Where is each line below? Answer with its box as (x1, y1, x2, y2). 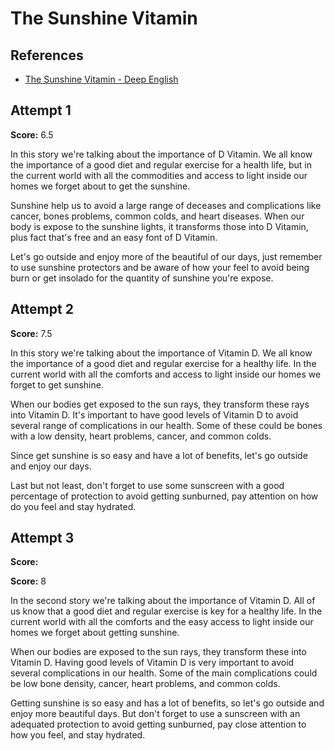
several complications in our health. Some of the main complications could (10, 667, 318, 679)
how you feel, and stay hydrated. (10, 729, 146, 741)
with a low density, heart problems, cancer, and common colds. (10, 430, 272, 442)
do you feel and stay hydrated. (10, 500, 137, 512)
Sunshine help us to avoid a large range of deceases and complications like (10, 199, 322, 211)
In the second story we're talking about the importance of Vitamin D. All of (10, 595, 316, 607)
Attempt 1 (10, 102, 72, 119)
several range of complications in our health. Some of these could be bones (10, 419, 323, 431)
